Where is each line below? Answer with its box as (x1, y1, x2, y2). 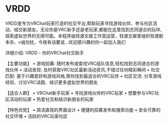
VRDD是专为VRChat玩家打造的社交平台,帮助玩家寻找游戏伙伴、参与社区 (5, 20, 153, 26)
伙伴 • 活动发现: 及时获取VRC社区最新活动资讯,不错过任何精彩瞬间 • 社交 (9, 66, 160, 73)
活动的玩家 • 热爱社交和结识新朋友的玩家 (9, 96, 94, 102)
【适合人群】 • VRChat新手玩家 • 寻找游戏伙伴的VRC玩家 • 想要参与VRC (5, 90, 155, 96)
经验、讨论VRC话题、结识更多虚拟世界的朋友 (5, 79, 98, 85)
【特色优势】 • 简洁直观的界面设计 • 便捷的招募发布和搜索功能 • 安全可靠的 (5, 106, 161, 113)
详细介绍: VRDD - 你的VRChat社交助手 (5, 50, 84, 56)
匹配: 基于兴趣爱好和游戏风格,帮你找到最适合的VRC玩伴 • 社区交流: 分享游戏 (5, 73, 162, 79)
